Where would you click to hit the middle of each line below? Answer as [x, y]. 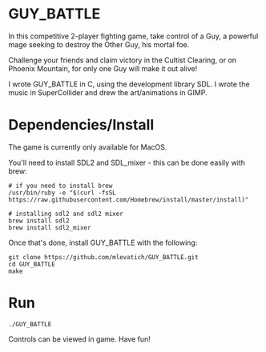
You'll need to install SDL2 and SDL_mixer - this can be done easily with [127, 162]
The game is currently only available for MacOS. [88, 147]
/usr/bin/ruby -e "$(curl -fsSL [62, 193]
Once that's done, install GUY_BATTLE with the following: [103, 242]
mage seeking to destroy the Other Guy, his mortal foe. [99, 44]
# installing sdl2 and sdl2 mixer [66, 214]
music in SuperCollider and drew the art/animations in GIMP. [108, 92]
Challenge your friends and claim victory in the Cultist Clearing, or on [123, 60]
